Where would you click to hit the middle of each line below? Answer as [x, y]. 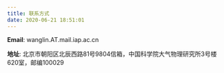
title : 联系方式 [28, 13]
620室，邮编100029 [35, 62]
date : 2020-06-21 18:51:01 [46, 20]
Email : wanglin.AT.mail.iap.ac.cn [53, 39]
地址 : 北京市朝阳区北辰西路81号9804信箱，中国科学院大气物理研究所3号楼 [112, 54]
